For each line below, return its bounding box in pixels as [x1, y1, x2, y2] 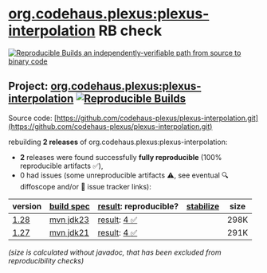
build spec [49, 201, 90, 212]
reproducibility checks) [8, 255, 84, 265]
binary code [8, 57, 48, 66]
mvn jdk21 [49, 227, 90, 238]
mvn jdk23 [49, 214, 90, 225]
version [12, 201, 42, 212]
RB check [98, 21, 162, 40]
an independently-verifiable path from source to [83, 48, 241, 57]
